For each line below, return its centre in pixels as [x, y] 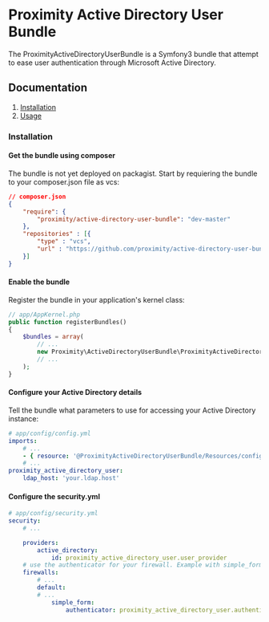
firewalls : [41, 573]
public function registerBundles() [68, 322]
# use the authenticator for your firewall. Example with [121, 565]
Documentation [48, 88]
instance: [24, 418]
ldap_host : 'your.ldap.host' [71, 478]
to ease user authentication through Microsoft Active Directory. [112, 63]
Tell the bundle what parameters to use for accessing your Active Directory [132, 410]
